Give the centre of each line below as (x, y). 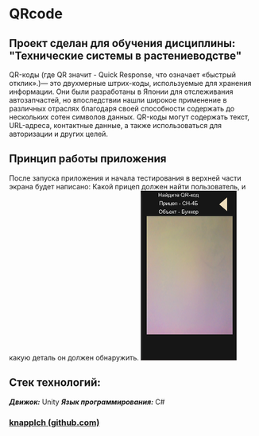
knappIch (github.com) (54, 422)
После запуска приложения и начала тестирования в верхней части (125, 178)
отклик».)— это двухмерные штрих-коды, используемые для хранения (130, 83)
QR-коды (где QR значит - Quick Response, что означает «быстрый (123, 75)
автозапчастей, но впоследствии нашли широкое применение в (118, 100)
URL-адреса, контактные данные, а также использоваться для (115, 125)
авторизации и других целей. (58, 134)
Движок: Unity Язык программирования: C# (87, 402)
